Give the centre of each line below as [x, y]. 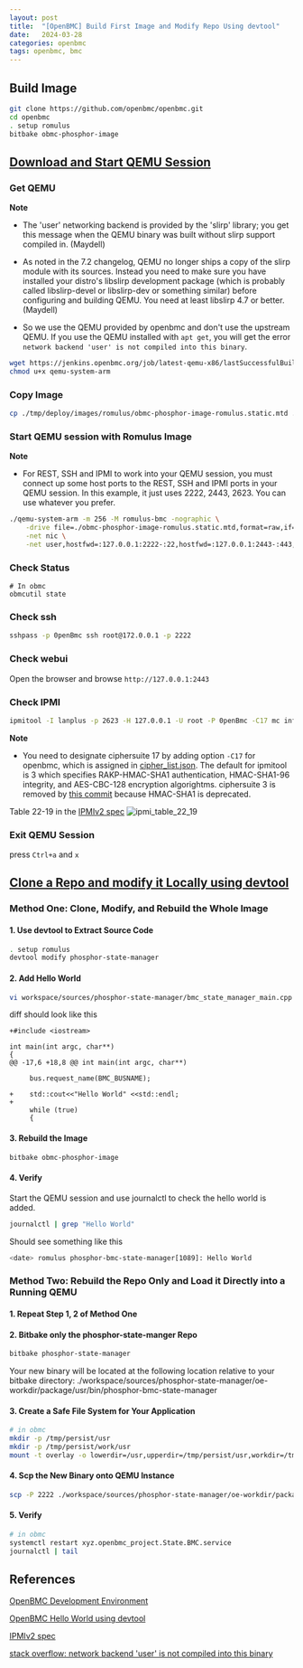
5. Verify [26, 1515]
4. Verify [26, 1178]
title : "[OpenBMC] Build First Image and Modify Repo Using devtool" [145, 26]
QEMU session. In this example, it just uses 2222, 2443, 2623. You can [154, 493]
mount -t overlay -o [48, 1455]
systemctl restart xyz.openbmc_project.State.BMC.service [120, 1542]
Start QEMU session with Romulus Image [101, 437]
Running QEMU [43, 1292]
